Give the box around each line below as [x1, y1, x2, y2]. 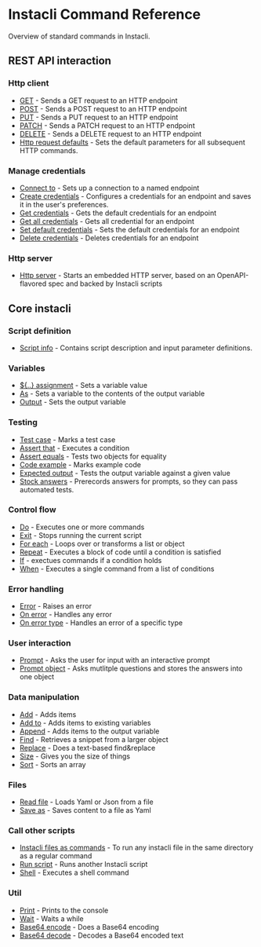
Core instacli [8, 302, 72, 315]
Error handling [8, 583, 64, 594]
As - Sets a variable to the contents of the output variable [19, 389, 205, 398]
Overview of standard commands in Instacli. [8, 31, 150, 41]
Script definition [8, 325, 72, 336]
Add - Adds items [19, 709, 77, 719]
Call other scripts [8, 825, 76, 835]
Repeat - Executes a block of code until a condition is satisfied [19, 547, 222, 557]
